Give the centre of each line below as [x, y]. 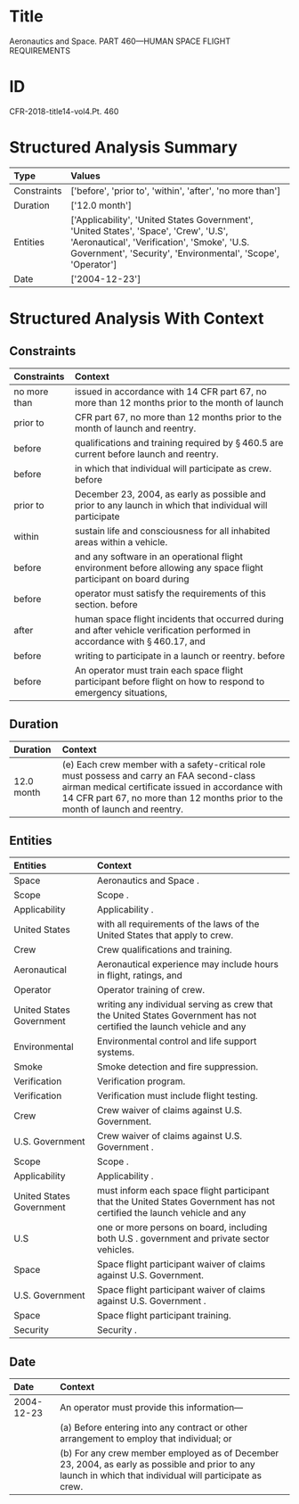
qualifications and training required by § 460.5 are [179, 442]
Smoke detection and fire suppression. [178, 1067]
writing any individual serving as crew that [185, 1004]
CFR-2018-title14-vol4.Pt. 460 [64, 111]
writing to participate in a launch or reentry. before [180, 656]
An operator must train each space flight [159, 670]
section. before [106, 604]
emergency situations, [121, 692]
